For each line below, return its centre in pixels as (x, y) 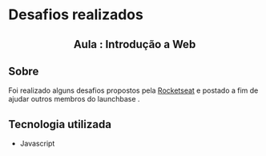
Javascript (37, 144)
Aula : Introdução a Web (135, 44)
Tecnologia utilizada (60, 124)
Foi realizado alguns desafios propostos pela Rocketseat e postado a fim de (133, 90)
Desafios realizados (76, 15)
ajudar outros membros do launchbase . (74, 99)
